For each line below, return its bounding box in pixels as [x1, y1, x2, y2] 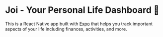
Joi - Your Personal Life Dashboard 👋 [5, 4, 160, 16]
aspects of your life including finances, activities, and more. [5, 26, 128, 32]
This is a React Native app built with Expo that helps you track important [5, 21, 153, 27]
